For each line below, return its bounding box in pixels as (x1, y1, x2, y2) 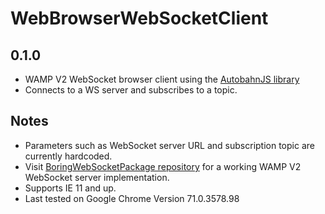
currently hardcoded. (24, 150, 113, 162)
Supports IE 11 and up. (24, 182, 117, 194)
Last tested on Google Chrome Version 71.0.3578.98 (24, 192, 240, 204)
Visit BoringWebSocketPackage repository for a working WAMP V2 (24, 160, 302, 172)
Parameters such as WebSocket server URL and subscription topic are (24, 139, 315, 151)
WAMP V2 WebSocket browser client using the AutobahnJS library (24, 73, 300, 85)
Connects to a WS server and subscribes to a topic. (24, 84, 238, 96)
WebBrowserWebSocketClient (10, 7, 269, 30)
